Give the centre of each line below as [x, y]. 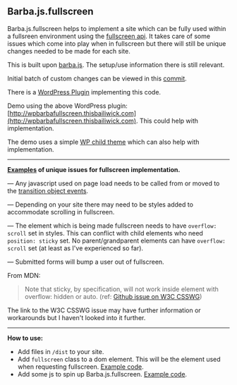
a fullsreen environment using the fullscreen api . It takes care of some [109, 36]
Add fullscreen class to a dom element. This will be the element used [119, 359]
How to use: [25, 338]
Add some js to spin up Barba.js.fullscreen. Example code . [102, 374]
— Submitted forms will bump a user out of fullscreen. [86, 262]
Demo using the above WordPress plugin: [68, 106]
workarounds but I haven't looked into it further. [77, 317]
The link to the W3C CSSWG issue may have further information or [104, 310]
